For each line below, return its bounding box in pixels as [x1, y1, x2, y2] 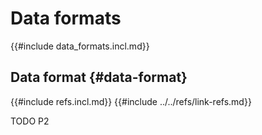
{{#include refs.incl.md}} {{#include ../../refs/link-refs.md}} [10, 95, 252, 107]
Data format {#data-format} [10, 69, 188, 86]
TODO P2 [10, 115, 50, 127]
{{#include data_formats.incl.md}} [10, 40, 150, 52]
